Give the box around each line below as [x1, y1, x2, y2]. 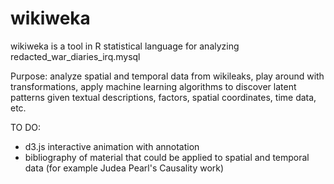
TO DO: [10, 121, 42, 133]
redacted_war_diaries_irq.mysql [10, 50, 141, 62]
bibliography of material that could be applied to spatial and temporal [24, 151, 310, 163]
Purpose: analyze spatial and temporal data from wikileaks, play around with [10, 70, 325, 82]
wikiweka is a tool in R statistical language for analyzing [10, 40, 240, 52]
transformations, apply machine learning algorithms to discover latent [10, 80, 297, 92]
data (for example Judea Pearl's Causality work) [24, 162, 225, 174]
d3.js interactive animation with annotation [24, 140, 200, 152]
